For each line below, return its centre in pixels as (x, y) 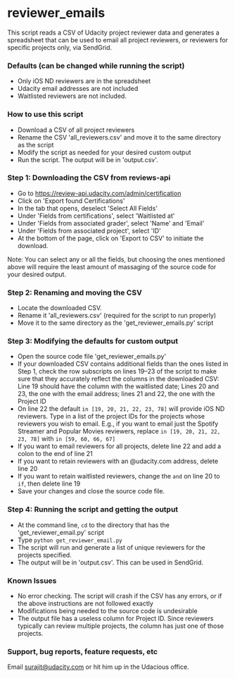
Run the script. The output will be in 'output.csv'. (88, 159)
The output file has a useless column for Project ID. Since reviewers (115, 619)
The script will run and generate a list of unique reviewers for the (111, 547)
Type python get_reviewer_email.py (70, 540)
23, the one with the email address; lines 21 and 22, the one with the (116, 394)
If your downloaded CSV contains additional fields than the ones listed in (123, 364)
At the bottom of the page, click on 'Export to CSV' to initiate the (110, 238)
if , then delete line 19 (49, 483)
